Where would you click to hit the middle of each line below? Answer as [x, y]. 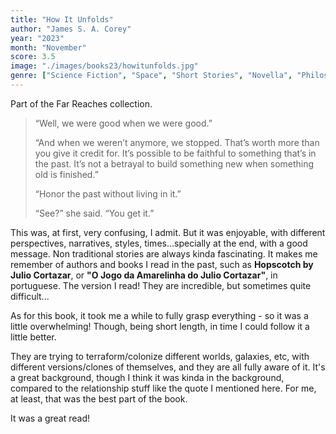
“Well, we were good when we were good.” [123, 123]
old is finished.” [66, 174]
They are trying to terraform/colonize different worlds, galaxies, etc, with [160, 356]
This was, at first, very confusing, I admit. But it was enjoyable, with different [168, 232]
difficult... [30, 296]
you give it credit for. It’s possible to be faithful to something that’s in [175, 153]
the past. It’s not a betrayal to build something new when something [174, 163]
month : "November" [48, 47]
